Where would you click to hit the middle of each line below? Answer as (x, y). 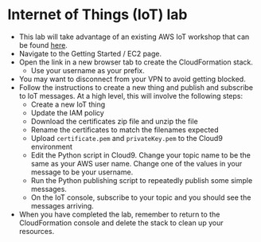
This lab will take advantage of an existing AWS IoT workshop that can (134, 37)
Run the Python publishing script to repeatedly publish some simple (142, 180)
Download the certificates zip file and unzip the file (114, 121)
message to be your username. (82, 172)
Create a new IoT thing (68, 104)
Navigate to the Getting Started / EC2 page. (90, 53)
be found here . (43, 45)
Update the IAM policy (67, 112)
